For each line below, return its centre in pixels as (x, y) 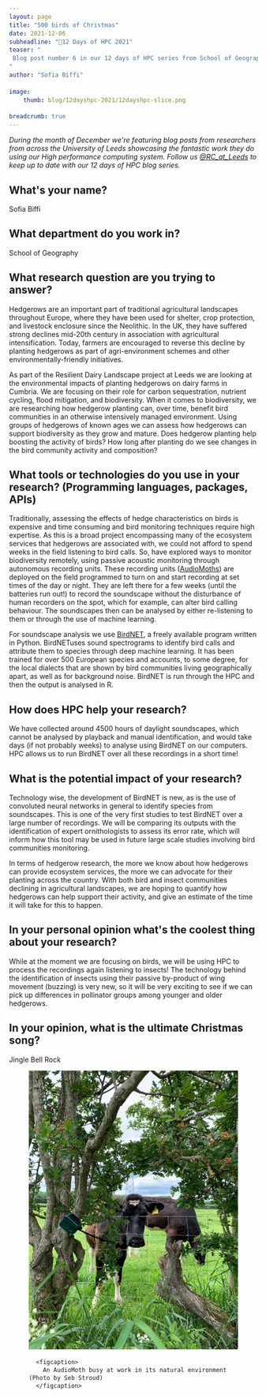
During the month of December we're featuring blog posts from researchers (132, 140)
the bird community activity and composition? (83, 450)
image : (20, 92)
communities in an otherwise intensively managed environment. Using (123, 416)
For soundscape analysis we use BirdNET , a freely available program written (133, 635)
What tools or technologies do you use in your (124, 475)
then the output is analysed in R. (61, 685)
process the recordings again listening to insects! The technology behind (127, 969)
